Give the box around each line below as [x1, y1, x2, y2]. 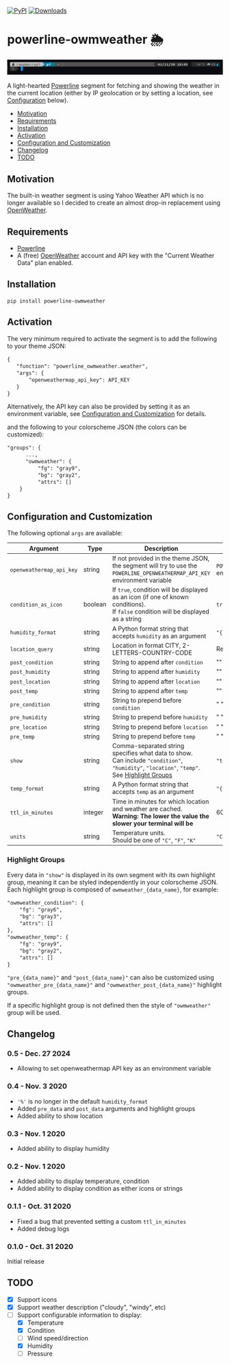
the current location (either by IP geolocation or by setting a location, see [7, 89, 214, 97]
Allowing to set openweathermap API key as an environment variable [16, 1064, 212, 1073]
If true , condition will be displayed [112, 585, 208, 594]
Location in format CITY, [112, 641, 181, 649]
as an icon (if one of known [112, 593, 189, 601]
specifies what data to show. [112, 749, 193, 758]
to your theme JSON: [7, 342, 66, 350]
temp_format [10, 785, 44, 792]
